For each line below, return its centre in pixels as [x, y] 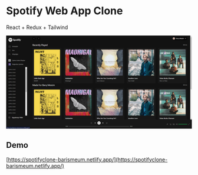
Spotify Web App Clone [65, 11]
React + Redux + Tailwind [37, 27]
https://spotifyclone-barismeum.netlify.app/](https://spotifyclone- [88, 159]
